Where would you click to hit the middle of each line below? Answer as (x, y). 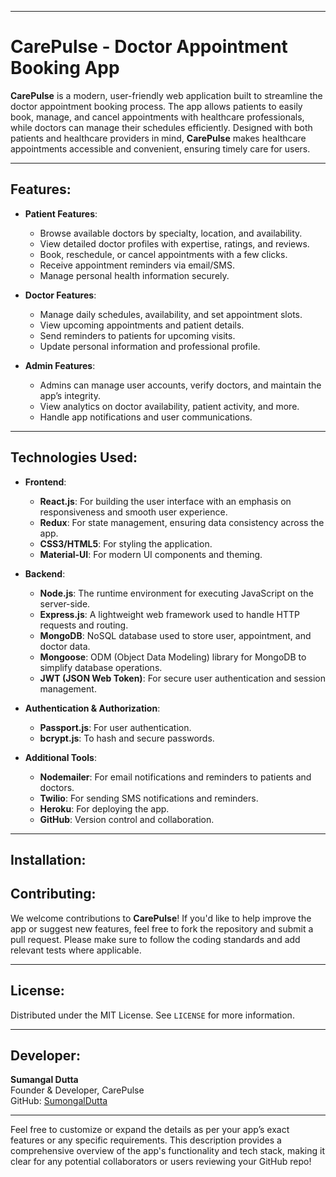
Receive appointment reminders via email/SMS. (137, 265)
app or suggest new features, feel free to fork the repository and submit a (162, 928)
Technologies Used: (74, 457)
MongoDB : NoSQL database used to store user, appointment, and (175, 635)
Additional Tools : (60, 757)
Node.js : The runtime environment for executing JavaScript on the (176, 593)
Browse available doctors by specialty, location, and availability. (171, 233)
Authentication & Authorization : (92, 708)
